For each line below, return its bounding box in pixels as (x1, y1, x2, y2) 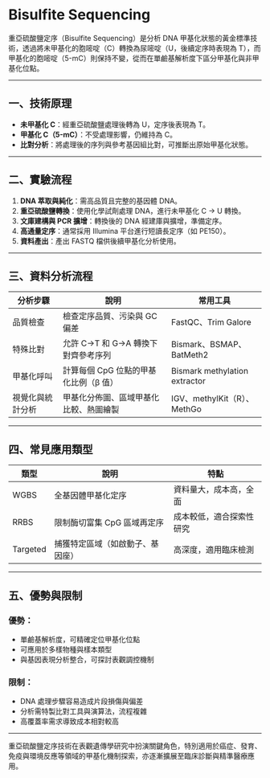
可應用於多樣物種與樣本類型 (19, 645, 112, 654)
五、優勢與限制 (8, 588, 83, 602)
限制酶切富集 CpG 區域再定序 (54, 517, 165, 528)
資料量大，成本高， (173, 484, 247, 495)
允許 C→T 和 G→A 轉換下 (63, 338, 158, 349)
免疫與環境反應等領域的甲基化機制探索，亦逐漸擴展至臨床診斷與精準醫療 (8, 751, 247, 761)
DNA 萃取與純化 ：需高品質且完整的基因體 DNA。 (19, 195, 182, 206)
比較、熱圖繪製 (63, 404, 120, 416)
